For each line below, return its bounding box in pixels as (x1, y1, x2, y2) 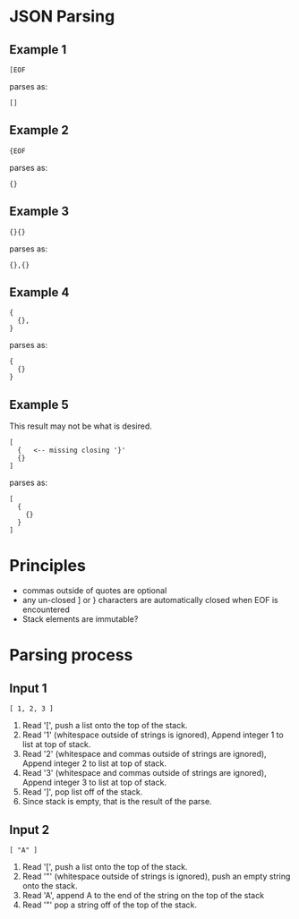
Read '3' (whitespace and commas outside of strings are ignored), (21, 768, 267, 779)
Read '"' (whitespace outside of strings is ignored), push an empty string (21, 871, 291, 881)
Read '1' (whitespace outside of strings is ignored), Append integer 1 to (21, 729, 284, 740)
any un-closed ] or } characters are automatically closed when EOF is (21, 595, 279, 606)
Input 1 (9, 680, 47, 695)
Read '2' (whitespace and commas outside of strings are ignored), (21, 749, 267, 760)
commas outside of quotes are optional (21, 585, 167, 596)
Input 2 (9, 821, 50, 838)
